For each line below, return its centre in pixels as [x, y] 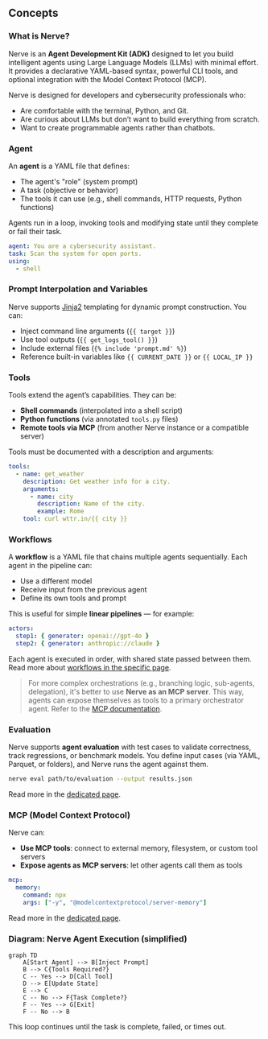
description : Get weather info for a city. [97, 481]
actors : [21, 629]
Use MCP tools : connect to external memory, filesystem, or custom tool [139, 848]
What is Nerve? [39, 36]
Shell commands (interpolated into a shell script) [101, 410]
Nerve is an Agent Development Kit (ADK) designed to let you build [121, 54]
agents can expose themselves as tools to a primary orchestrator [136, 700]
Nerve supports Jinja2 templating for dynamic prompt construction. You [128, 307]
